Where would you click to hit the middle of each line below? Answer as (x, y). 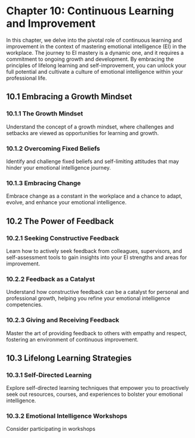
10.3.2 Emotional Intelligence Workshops (67, 416)
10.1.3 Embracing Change (44, 183)
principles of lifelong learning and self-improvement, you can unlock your (96, 65)
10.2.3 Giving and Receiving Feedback (63, 320)
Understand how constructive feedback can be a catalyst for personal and (97, 292)
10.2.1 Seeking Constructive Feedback (63, 238)
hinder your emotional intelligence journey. (59, 167)
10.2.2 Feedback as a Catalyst (51, 279)
